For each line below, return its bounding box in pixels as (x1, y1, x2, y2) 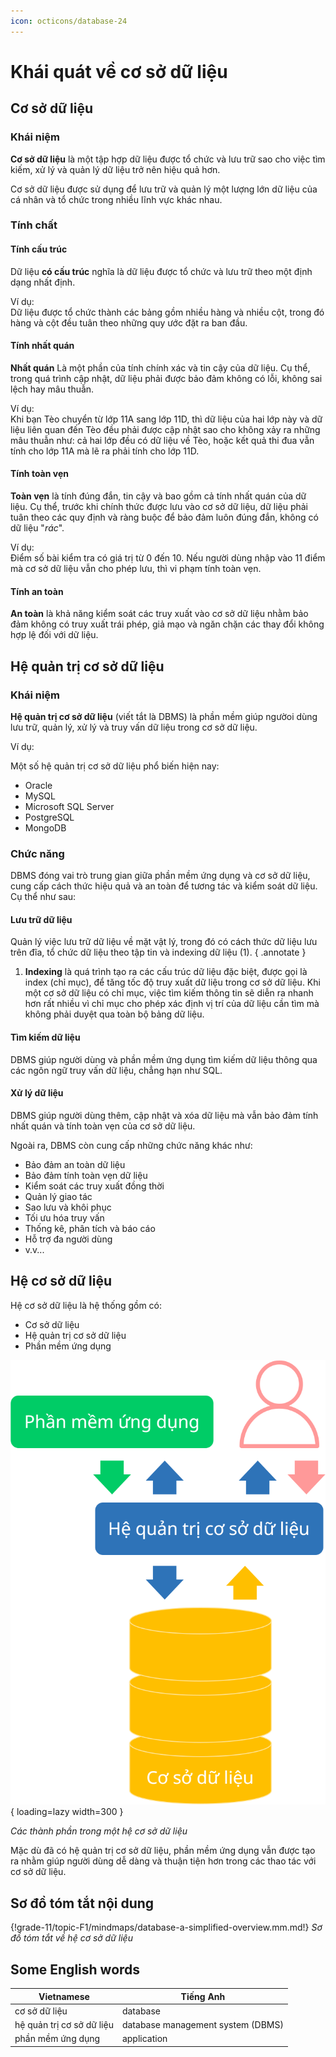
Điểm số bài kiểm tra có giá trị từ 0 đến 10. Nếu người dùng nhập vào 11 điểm (10, 552, 326, 564)
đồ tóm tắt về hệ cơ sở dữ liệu (10, 1932, 133, 1944)
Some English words (10, 1961, 141, 1978)
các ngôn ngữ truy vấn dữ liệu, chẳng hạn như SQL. (10, 1064, 223, 1076)
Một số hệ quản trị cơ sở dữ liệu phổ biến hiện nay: (10, 760, 220, 772)
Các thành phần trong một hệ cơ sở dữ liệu (10, 1825, 188, 1837)
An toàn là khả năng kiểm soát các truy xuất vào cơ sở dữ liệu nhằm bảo (10, 608, 309, 620)
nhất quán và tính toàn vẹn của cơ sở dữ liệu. (10, 1120, 196, 1132)
